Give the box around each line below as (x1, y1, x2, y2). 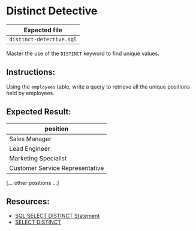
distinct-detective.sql (9, 36, 77, 42)
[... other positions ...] (6, 179, 59, 186)
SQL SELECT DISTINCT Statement (14, 212, 100, 220)
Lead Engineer (9, 144, 50, 153)
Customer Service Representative (9, 163, 104, 172)
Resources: (6, 196, 50, 206)
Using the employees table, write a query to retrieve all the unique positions (6, 83, 190, 90)
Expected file (23, 26, 63, 34)
